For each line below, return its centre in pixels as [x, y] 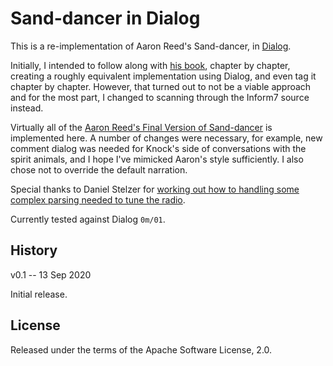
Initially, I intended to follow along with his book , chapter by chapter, [150, 65]
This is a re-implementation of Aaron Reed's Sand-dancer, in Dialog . [151, 46]
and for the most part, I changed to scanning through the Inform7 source [160, 97]
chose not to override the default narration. [99, 169]
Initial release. [39, 294]
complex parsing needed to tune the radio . [98, 199]
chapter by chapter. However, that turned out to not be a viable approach [161, 86]
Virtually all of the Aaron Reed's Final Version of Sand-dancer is [141, 127]
